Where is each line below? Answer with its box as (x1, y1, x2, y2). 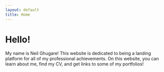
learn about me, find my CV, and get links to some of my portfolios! (5, 61, 144, 67)
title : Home (5, 12, 30, 17)
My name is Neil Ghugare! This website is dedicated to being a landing (5, 50, 151, 56)
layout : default (5, 7, 39, 13)
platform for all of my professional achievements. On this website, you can (5, 56, 159, 62)
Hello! (5, 34, 31, 45)
